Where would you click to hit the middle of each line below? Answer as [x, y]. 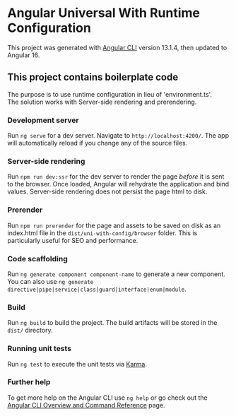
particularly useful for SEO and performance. [73, 240]
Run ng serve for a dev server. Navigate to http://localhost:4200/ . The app [118, 136]
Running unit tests [40, 349]
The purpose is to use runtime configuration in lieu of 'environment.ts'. [110, 94]
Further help [29, 382]
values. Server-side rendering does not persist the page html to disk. [107, 191]
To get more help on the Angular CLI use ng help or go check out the [107, 398]
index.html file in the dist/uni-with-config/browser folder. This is [102, 233]
